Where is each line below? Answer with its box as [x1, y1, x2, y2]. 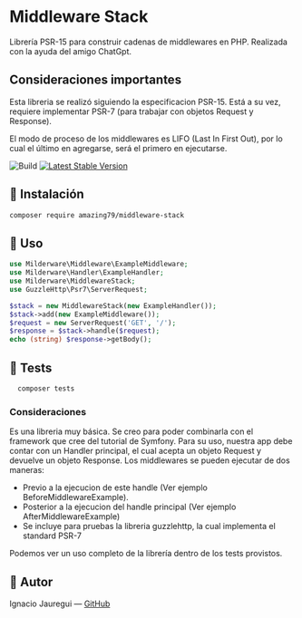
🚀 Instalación [9, 187, 84, 202]
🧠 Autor [9, 574, 54, 590]
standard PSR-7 [22, 530, 82, 541]
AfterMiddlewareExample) [22, 511, 121, 522]
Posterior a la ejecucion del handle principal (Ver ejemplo [22, 501, 237, 513]
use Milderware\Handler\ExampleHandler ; [9, 268, 165, 277]
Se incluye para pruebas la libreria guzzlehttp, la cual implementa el [22, 521, 277, 532]
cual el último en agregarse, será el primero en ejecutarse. [9, 142, 228, 153]
